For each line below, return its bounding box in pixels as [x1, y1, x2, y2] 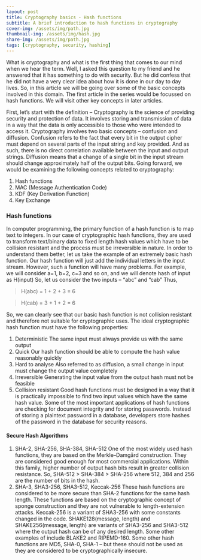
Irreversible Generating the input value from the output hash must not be [14, 374, 194, 381]
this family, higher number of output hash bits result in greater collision [14, 464, 190, 471]
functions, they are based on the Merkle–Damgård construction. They [14, 451, 187, 459]
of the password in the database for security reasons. [14, 418, 148, 426]
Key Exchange [14, 196, 51, 204]
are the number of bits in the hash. [14, 477, 100, 484]
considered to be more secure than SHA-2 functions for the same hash [14, 490, 190, 497]
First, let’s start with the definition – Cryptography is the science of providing [6, 109, 195, 116]
